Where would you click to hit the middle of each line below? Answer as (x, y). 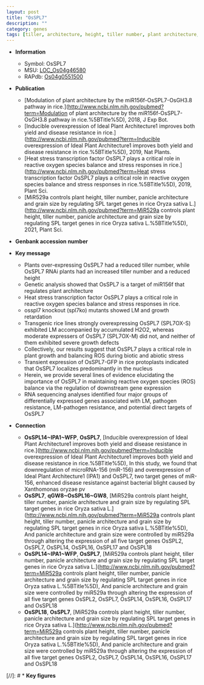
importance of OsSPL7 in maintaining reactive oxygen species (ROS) (110, 382)
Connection (30, 426)
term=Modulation (46, 113)
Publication (30, 88)
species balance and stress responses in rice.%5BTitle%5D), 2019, (108, 184)
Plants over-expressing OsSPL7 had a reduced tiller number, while (107, 265)
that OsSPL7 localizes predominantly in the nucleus (88, 368)
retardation (38, 317)
